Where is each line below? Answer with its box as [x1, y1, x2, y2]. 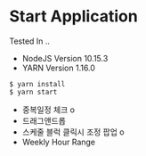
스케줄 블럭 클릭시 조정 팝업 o [21, 127, 125, 137]
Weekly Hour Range [21, 136, 96, 147]
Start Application [9, 6, 138, 27]
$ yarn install [9, 79, 66, 88]
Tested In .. [9, 36, 51, 46]
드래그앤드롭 [21, 115, 67, 126]
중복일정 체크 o [21, 104, 76, 115]
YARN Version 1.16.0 [21, 62, 96, 73]
